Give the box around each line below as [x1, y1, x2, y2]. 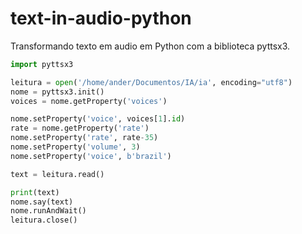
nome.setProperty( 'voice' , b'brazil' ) [10, 151, 172, 161]
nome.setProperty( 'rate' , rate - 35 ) [10, 133, 159, 143]
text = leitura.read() [10, 169, 105, 179]
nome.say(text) [10, 197, 74, 207]
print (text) [10, 187, 60, 197]
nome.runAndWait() [10, 206, 87, 216]
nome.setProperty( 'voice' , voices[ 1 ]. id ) [10, 114, 186, 124]
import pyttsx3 [10, 59, 74, 69]
